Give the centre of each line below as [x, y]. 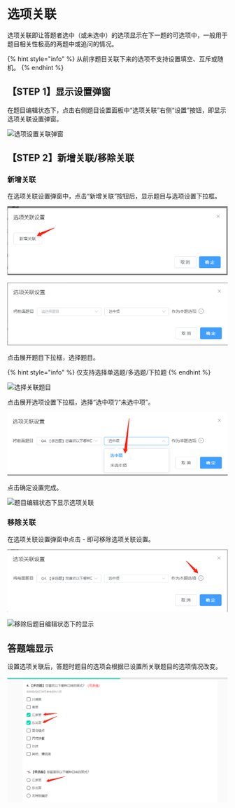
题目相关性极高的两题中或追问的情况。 [62, 43]
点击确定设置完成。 [35, 487]
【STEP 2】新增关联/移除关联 [71, 158]
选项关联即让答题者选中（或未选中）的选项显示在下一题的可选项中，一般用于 [117, 35]
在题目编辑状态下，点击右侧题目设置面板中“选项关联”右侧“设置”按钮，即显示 [117, 110]
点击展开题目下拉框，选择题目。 [53, 358]
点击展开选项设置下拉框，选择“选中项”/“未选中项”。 [81, 402]
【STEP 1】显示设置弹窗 [59, 92]
